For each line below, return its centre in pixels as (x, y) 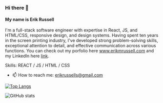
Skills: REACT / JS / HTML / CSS (37, 66)
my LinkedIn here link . (27, 56)
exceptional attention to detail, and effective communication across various (81, 46)
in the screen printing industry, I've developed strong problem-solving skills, (82, 40)
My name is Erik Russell (30, 19)
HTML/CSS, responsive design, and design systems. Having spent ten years (82, 35)
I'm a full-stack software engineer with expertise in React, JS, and (71, 30)
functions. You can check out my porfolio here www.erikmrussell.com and (80, 51)
